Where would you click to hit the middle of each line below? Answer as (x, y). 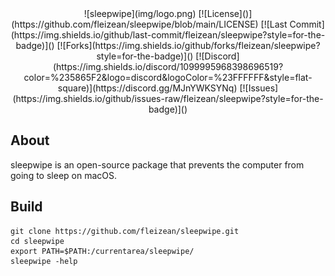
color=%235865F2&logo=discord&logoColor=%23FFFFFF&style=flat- (168, 77)
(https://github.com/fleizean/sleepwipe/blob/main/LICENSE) (135, 24)
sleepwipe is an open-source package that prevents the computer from (157, 164)
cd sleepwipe (37, 241)
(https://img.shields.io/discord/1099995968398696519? (168, 66)
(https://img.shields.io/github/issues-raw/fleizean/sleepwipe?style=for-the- (168, 98)
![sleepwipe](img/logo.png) (140, 13)
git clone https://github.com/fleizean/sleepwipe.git (125, 231)
